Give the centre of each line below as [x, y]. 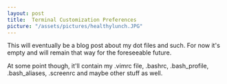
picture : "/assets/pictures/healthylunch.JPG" [75, 26]
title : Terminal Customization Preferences [72, 20]
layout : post [26, 13]
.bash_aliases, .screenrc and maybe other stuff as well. [85, 73]
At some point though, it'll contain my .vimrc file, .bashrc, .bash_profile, [108, 66]
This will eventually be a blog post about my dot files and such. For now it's [113, 46]
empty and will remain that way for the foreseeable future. [89, 53]
